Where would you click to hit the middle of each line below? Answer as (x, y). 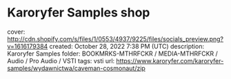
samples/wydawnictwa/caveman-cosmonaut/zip (77, 68)
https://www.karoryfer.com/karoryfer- (170, 60)
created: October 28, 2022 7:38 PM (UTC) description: (127, 46)
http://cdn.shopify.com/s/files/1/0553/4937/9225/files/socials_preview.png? (115, 38)
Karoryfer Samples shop (79, 13)
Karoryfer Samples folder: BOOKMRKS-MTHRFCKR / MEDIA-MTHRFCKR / (113, 54)
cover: (16, 32)
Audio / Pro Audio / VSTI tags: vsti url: (61, 60)
